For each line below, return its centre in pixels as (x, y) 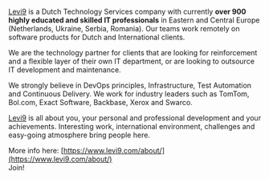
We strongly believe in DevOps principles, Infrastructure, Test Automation (130, 85)
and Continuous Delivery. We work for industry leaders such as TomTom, (129, 94)
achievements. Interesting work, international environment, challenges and (132, 126)
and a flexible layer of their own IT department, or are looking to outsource (132, 61)
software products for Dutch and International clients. (97, 37)
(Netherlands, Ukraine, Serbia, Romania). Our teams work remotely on (124, 28)
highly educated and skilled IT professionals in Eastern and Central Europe (134, 20)
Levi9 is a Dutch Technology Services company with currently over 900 (127, 12)
